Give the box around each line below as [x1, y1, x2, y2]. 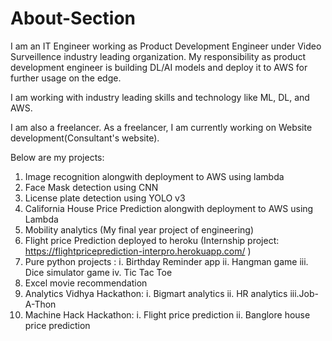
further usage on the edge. [10, 72, 122, 84]
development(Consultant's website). [10, 132, 160, 144]
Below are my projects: [10, 151, 105, 163]
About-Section [10, 7, 136, 30]
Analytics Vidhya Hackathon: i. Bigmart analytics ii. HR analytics [24, 287, 288, 299]
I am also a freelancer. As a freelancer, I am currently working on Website [10, 121, 313, 133]
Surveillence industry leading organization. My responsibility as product [10, 50, 307, 62]
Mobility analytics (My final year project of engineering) [24, 223, 255, 236]
